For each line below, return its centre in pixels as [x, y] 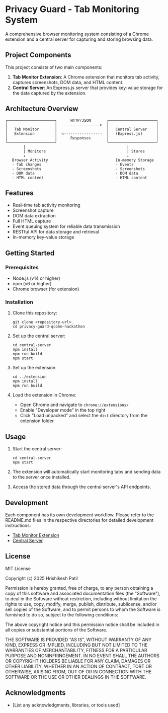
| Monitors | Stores [84, 151]
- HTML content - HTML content [79, 178]
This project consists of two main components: [54, 67]
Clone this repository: [35, 313]
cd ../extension [29, 377]
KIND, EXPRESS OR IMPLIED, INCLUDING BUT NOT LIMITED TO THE [76, 645]
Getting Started [30, 253]
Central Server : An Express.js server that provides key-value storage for [88, 88]
